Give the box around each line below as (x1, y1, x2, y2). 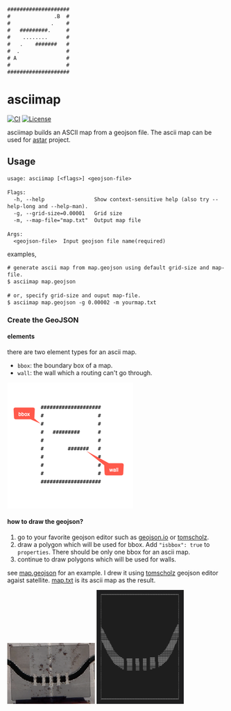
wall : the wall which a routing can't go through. (17, 368, 153, 377)
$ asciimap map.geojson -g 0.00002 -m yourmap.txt (7, 298, 157, 306)
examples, (7, 250, 37, 258)
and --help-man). (37, 202, 89, 210)
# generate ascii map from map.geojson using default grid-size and (7, 264, 209, 271)
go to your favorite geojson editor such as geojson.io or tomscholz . (17, 533, 209, 541)
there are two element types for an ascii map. (7, 347, 137, 356)
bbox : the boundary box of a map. (17, 361, 113, 369)
